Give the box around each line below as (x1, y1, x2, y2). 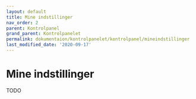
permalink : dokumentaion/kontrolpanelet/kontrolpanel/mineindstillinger (6, 36, 190, 42)
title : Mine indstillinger (6, 14, 73, 20)
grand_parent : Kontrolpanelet (6, 31, 81, 37)
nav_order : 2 (6, 20, 39, 25)
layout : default (6, 8, 46, 15)
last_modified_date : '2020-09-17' (6, 42, 92, 48)
